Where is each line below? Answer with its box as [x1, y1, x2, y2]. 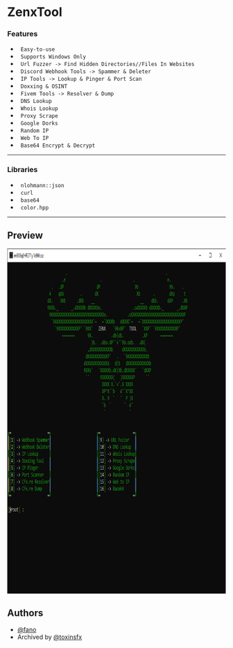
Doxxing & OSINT [20, 83, 68, 90]
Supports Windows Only [20, 54, 87, 61]
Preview [7, 230, 44, 242]
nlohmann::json [20, 182, 64, 189]
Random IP [20, 127, 49, 134]
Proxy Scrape [20, 113, 58, 120]
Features [7, 29, 38, 39]
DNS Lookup [20, 98, 52, 105]
